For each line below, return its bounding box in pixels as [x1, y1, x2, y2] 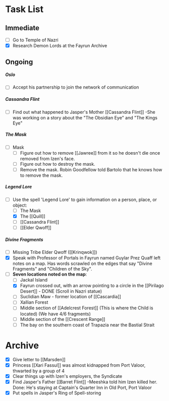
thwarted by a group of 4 [12, 368, 65, 374]
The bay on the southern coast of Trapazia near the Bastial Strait [20, 321, 155, 328]
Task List [5, 4, 44, 15]
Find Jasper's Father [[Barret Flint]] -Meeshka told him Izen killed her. [12, 379, 157, 385]
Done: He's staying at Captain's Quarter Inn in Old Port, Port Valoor [12, 384, 152, 390]
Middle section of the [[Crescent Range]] [20, 316, 105, 322]
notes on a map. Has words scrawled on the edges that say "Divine [12, 260, 152, 266]
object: [12, 202, 27, 208]
